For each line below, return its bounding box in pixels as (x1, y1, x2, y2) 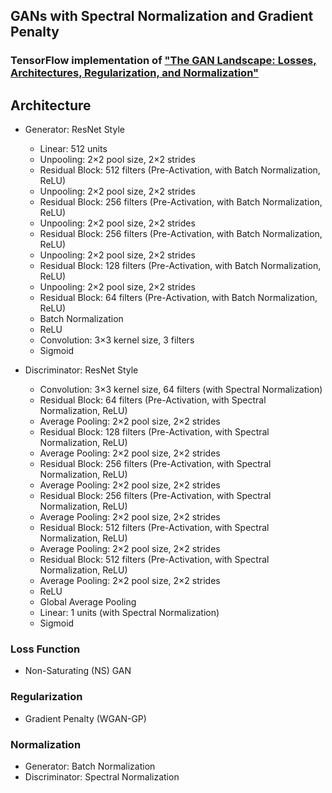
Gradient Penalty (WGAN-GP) (24, 712, 147, 724)
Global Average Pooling (39, 596, 137, 608)
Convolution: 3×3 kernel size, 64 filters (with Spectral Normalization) (39, 384, 323, 396)
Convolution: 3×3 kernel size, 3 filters (39, 334, 195, 346)
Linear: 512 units (39, 143, 108, 155)
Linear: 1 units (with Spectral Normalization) (39, 607, 220, 619)
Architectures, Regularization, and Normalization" (10, 66, 259, 80)
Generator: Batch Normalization (24, 760, 156, 773)
